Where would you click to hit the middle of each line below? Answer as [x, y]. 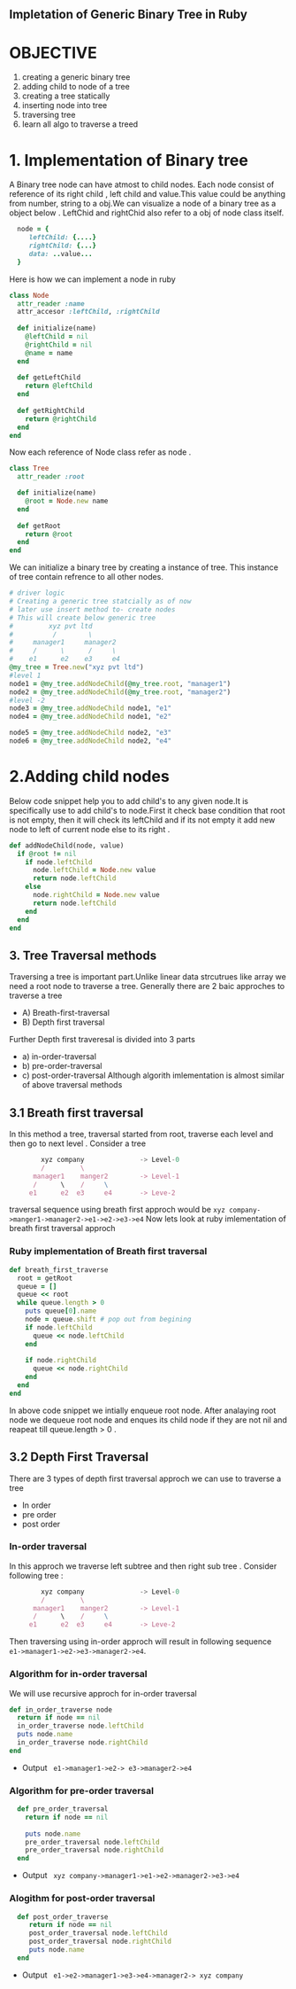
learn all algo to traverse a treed [80, 124]
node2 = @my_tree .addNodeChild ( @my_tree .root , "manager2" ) [120, 692]
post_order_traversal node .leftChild [98, 1933]
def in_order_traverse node [61, 1710]
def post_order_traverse [63, 1917]
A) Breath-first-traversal [66, 1013]
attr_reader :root [51, 477]
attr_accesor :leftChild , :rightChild [89, 312]
